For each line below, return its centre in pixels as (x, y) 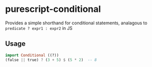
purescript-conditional (53, 9)
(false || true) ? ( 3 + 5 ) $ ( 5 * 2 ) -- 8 (51, 60)
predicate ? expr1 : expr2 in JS (39, 28)
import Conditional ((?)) (32, 55)
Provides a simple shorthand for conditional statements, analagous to (76, 23)
